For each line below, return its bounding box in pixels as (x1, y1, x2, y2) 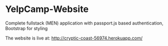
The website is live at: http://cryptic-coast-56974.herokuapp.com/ (5, 35, 143, 41)
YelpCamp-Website (5, 3, 89, 15)
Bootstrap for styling (5, 25, 48, 31)
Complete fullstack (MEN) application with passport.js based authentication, (5, 20, 163, 26)
